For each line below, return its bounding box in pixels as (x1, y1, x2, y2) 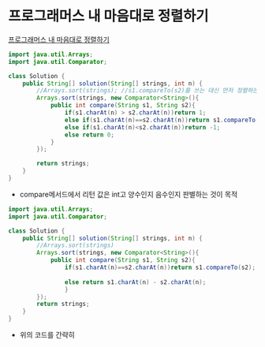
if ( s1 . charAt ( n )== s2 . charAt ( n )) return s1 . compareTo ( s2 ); (64, 263, 256, 272)
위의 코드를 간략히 (19, 330, 75, 340)
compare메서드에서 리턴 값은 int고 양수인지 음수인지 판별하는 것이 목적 (19, 189, 238, 199)
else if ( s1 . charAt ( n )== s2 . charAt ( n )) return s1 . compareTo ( (64, 116, 259, 124)
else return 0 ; (64, 131, 114, 139)
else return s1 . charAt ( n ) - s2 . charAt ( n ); (64, 278, 207, 286)
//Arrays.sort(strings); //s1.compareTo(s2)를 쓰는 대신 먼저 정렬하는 (36, 87, 259, 95)
